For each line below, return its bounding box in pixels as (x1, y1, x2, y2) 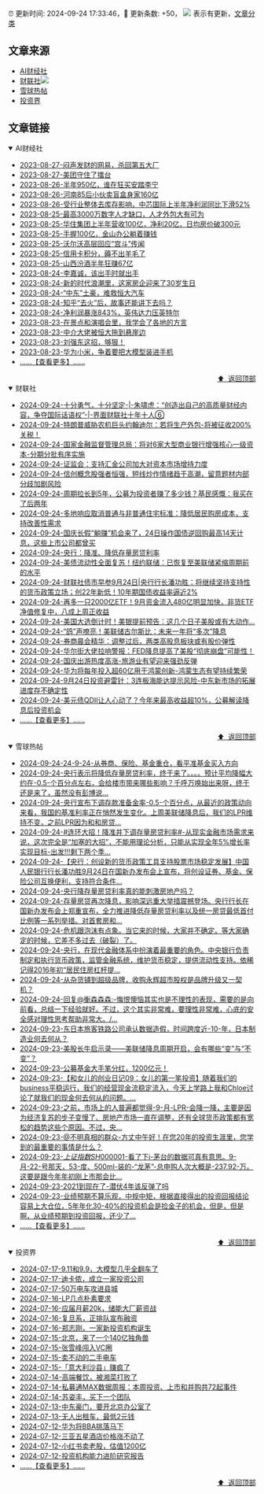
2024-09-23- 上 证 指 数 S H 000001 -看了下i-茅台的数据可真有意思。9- (19, 1152, 237, 1162)
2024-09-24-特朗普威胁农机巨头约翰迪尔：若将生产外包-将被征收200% (19, 420, 251, 430)
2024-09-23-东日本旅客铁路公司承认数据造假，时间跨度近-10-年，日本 (19, 1024, 249, 1034)
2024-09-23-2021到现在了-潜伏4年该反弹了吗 (19, 1182, 169, 1191)
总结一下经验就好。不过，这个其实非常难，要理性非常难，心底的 (40, 1004, 247, 1014)
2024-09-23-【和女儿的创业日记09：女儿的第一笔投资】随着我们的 (19, 1074, 237, 1083)
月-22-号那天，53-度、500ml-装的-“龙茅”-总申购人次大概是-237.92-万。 (19, 1162, 254, 1171)
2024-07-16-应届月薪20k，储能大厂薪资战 (19, 1304, 157, 1313)
